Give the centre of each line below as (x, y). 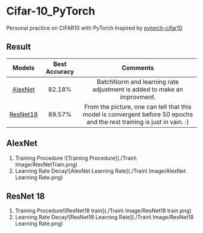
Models (24, 68)
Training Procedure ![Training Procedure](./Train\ (76, 158)
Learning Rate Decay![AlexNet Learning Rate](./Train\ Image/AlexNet (100, 171)
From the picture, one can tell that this (138, 107)
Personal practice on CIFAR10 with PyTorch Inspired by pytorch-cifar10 (94, 28)
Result (19, 47)
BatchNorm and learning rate (138, 82)
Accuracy (60, 71)
